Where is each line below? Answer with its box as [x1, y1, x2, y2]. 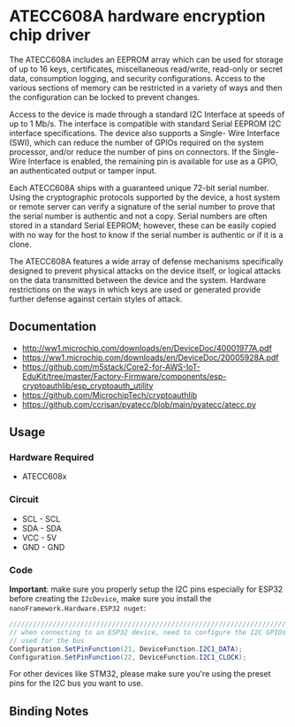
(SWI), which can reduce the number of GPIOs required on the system [9, 137, 265, 148]
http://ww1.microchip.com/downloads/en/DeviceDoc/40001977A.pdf [21, 342, 272, 353]
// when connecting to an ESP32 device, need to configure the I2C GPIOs [9, 628, 287, 637]
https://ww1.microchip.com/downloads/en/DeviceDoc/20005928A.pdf [21, 352, 279, 363]
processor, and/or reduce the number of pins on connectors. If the [9, 146, 252, 157]
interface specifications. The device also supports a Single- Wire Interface [9, 127, 280, 138]
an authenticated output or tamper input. [9, 165, 157, 176]
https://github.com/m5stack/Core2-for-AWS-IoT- [21, 361, 201, 372]
